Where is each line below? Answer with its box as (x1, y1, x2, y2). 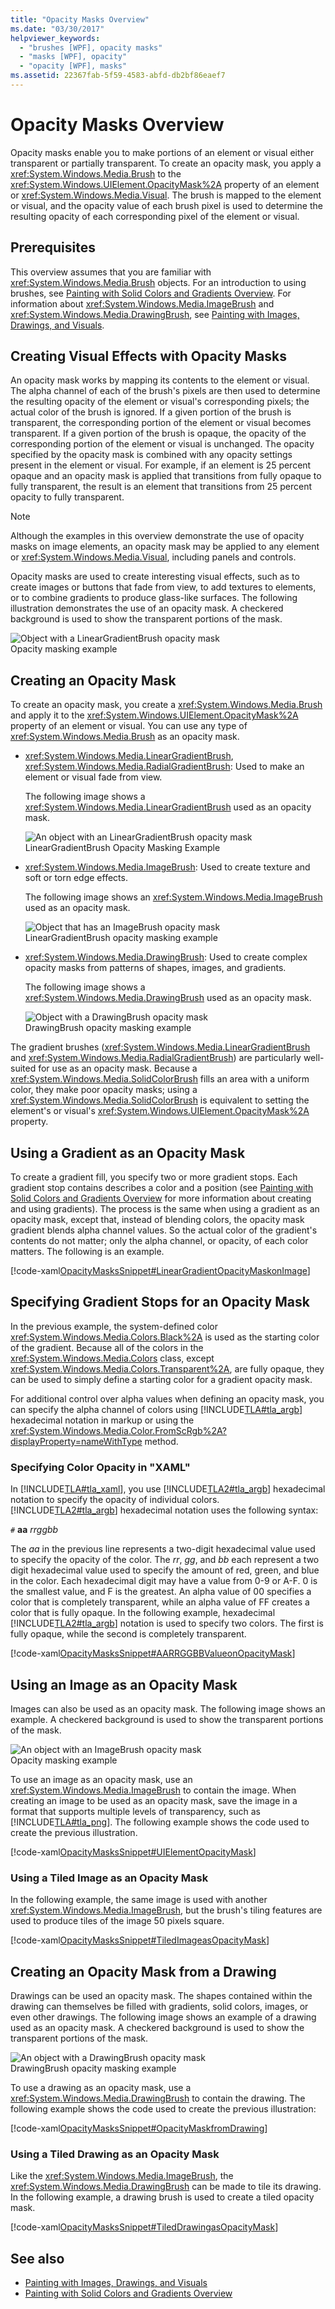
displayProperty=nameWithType (10, 1435, 143, 1447)
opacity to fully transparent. (10, 491, 125, 503)
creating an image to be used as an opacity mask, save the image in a (10, 1794, 298, 1806)
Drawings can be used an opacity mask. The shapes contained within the (10, 1990, 313, 2002)
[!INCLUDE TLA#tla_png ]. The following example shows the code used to (10, 1816, 310, 1828)
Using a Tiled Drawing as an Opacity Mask (10, 2147, 220, 2161)
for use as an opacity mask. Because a (38, 1062, 198, 1075)
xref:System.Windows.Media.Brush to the (10, 167, 182, 180)
